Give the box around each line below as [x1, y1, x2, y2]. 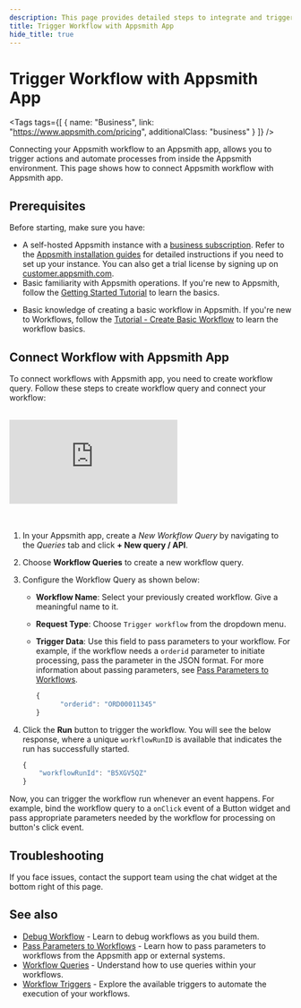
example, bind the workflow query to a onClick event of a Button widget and [9, 803, 291, 814]
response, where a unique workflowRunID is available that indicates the [21, 734, 282, 745]
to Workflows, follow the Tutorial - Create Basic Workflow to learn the [21, 314, 279, 325]
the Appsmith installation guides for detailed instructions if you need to [21, 249, 284, 260]
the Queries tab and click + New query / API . [21, 539, 188, 550]
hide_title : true [9, 30, 74, 39]
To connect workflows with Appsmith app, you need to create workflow [9, 373, 273, 383]
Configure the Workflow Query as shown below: [21, 574, 200, 585]
